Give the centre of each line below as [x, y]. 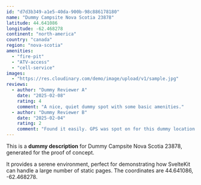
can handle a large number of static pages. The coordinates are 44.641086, [100, 171]
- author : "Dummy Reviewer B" [49, 112]
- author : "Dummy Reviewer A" [49, 90]
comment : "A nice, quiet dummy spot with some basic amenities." [101, 107]
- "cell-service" [33, 68]
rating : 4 [29, 101]
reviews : [17, 85]
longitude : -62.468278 [35, 29]
